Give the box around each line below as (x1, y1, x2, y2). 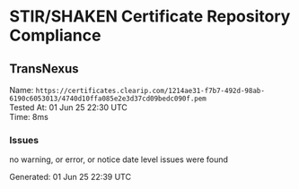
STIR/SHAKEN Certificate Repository (9, 6, 291, 27)
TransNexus (9, 61, 79, 76)
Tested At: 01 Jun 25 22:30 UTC (9, 102, 128, 113)
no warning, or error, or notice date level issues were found (9, 154, 229, 165)
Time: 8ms (9, 112, 49, 122)
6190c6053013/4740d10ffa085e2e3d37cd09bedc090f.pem (9, 94, 207, 103)
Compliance (9, 25, 101, 46)
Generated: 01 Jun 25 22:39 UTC (9, 172, 132, 183)
